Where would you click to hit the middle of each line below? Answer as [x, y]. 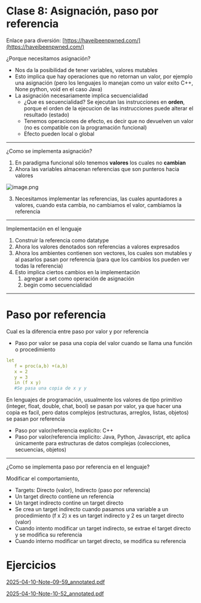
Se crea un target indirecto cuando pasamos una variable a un [92, 509]
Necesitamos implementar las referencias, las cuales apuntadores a [98, 199]
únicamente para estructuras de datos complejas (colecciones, [92, 443]
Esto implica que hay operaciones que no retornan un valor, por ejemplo [104, 76]
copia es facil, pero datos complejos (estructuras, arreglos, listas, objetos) [98, 413]
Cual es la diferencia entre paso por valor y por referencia [77, 331]
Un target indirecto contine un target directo [69, 503]
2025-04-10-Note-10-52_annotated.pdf [55, 594]
